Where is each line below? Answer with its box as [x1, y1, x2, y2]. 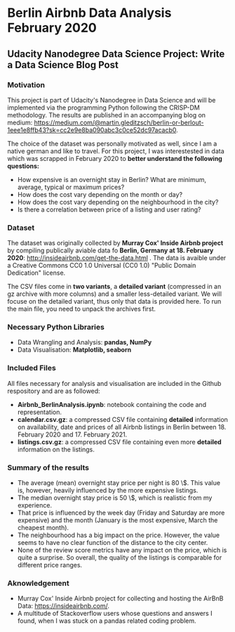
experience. [17, 501, 53, 510]
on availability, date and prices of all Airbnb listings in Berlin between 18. [17, 423, 227, 431]
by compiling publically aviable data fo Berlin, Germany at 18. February [7, 246, 214, 254]
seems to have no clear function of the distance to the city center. [17, 539, 208, 547]
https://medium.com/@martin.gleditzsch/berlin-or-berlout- [34, 118, 204, 127]
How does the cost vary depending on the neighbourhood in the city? [17, 198, 219, 206]
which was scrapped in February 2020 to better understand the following [7, 154, 222, 162]
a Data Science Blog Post [7, 58, 119, 71]
